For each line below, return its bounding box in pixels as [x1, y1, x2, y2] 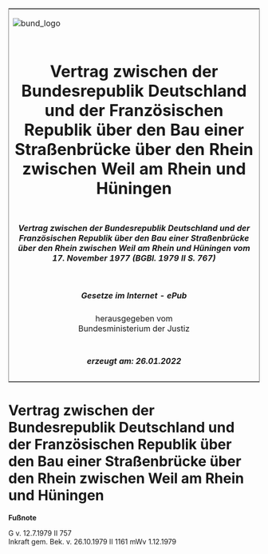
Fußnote [8, 512, 37, 522]
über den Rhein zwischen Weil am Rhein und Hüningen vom [18, 242, 250, 253]
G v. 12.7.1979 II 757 [8, 528, 72, 538]
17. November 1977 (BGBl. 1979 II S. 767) [52, 252, 216, 263]
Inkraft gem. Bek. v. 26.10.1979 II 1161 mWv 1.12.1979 [8, 536, 177, 546]
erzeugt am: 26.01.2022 [86, 355, 182, 366]
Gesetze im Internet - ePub [81, 289, 187, 301]
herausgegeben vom [95, 313, 173, 325]
